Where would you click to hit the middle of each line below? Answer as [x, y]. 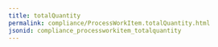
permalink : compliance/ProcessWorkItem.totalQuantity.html [109, 23]
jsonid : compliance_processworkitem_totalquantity [95, 30]
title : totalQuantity [45, 16]
